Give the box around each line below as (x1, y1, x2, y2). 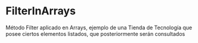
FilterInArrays (5, 4, 76, 18)
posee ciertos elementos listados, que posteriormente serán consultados (5, 30, 185, 37)
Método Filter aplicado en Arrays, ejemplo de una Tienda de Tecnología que (5, 24, 192, 31)
